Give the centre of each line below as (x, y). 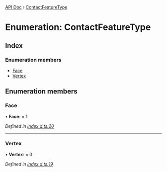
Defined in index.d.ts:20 (30, 126)
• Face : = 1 (16, 116)
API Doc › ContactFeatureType (36, 7)
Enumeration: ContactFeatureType (78, 27)
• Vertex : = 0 (19, 154)
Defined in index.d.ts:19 (29, 164)
